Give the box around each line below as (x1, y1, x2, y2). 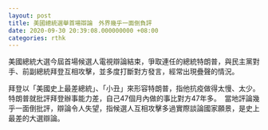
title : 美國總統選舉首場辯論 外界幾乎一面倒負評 (8, 19, 152, 27)
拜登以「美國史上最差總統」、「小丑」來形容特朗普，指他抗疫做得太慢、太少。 (8, 84, 260, 93)
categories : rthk (8, 33, 66, 42)
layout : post (8, 11, 52, 20)
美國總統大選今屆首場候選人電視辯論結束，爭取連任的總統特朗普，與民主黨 (8, 57, 253, 66)
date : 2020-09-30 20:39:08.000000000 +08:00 (8, 26, 159, 34)
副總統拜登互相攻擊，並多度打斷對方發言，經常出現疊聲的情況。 (29, 67, 239, 77)
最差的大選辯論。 (8, 113, 65, 124)
